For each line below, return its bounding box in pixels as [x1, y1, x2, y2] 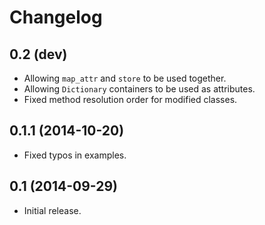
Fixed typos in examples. [23, 149, 127, 161]
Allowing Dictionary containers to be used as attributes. [23, 83, 256, 95]
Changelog [9, 6, 103, 29]
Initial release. [23, 204, 82, 216]
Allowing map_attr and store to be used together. [23, 72, 227, 84]
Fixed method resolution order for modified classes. [23, 94, 238, 105]
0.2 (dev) [9, 46, 68, 63]
